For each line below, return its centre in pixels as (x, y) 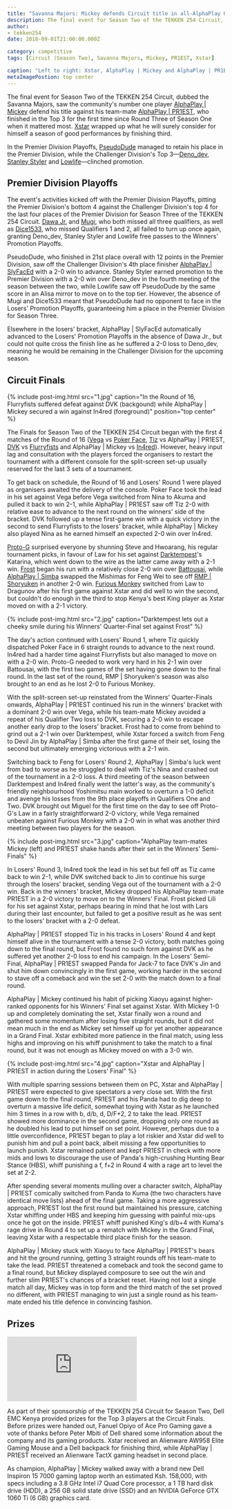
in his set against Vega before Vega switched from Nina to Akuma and (107, 497)
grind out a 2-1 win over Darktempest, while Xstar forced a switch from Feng (116, 734)
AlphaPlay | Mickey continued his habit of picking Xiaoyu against (99, 999)
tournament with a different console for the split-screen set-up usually (107, 462)
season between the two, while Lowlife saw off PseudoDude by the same (112, 287)
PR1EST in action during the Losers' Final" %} (72, 1071)
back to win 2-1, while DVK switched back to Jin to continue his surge (106, 877)
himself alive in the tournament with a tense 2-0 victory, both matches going (116, 942)
